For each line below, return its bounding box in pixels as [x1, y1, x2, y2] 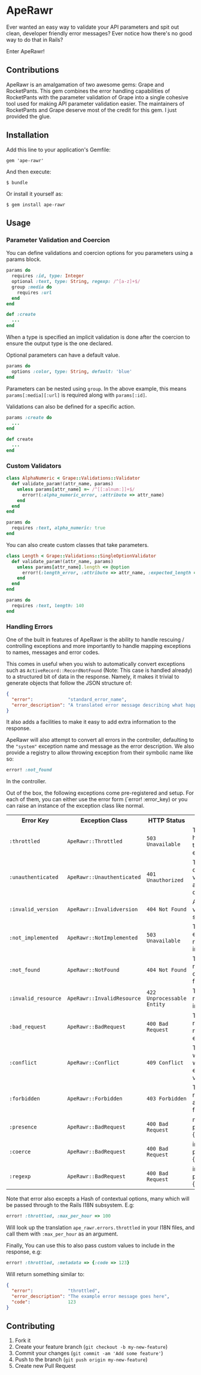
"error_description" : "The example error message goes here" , [11, 1293, 170, 1299]
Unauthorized [146, 877, 184, 884]
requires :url [17, 290, 52, 296]
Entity [146, 1001, 166, 1008]
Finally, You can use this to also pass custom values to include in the [6, 1242, 175, 1249]
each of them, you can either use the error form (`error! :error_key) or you [6, 796, 188, 803]
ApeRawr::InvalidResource [67, 995, 141, 1002]
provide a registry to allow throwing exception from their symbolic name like [6, 749, 193, 756]
